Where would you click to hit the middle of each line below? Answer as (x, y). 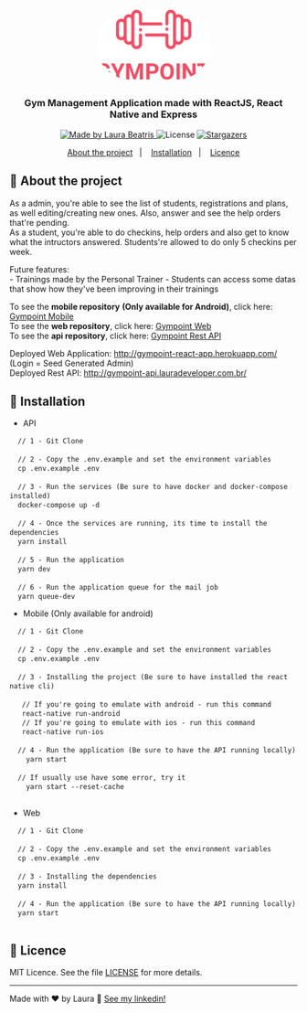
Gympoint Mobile (42, 316)
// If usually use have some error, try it (101, 778)
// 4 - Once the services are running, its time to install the (143, 524)
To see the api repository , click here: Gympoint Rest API (116, 336)
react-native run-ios (63, 732)
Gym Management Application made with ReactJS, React (153, 103)
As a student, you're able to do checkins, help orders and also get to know (149, 232)
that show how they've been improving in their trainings (114, 289)
